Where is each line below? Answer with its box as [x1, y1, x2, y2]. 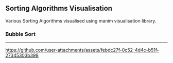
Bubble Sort [5, 30, 36, 37]
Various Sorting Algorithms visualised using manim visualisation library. [5, 17, 157, 24]
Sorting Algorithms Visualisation [5, 4, 112, 13]
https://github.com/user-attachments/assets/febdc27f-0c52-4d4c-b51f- [5, 47, 160, 53]
